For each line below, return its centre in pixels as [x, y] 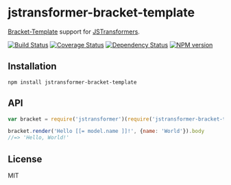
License [25, 159]
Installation [32, 66]
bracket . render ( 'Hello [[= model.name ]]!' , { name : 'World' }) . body [106, 132]
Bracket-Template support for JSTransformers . [74, 32]
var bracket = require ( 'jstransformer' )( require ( [80, 119]
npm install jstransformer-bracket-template [72, 82]
